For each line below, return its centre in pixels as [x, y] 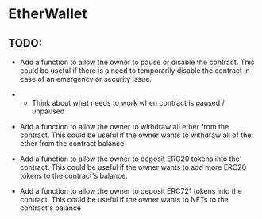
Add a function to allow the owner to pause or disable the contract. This [137, 62]
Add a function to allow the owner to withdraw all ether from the [124, 127]
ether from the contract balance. [73, 143]
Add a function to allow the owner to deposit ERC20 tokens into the [129, 159]
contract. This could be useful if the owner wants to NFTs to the [124, 200]
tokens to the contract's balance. [74, 176]
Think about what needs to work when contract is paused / [128, 103]
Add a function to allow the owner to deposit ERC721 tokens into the [131, 191]
